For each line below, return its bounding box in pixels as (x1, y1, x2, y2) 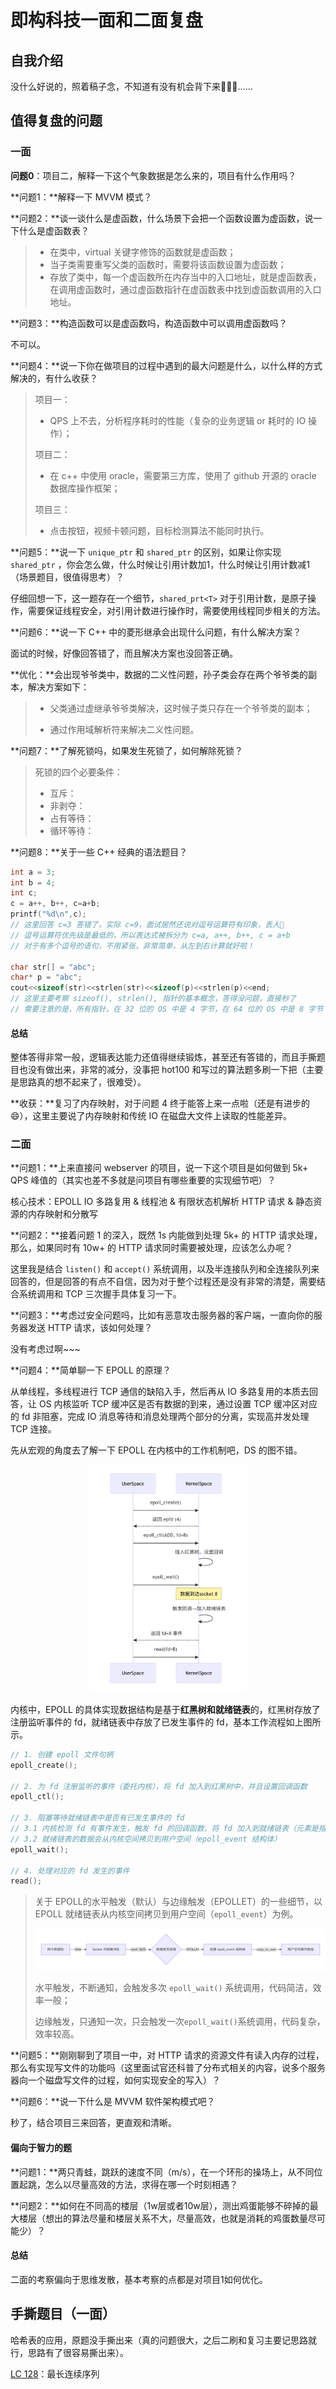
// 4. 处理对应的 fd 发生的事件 (10, 1866, 130, 1876)
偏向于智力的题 (10, 2141, 72, 2153)
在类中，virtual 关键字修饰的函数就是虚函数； (49, 246, 237, 258)
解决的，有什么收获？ (10, 372, 98, 384)
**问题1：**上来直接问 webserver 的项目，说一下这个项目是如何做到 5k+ (10, 1162, 309, 1174)
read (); (10, 1876, 43, 1886)
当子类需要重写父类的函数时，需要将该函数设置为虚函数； (49, 258, 287, 270)
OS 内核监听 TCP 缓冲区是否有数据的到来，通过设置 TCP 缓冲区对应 (38, 1398, 318, 1410)
